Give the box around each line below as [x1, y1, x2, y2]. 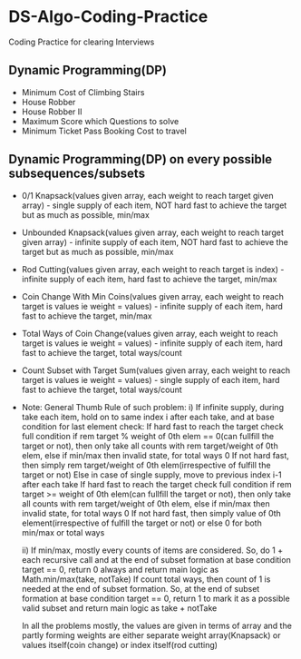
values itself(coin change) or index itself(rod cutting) [21, 639, 218, 650]
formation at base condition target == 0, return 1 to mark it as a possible [21, 593, 291, 604]
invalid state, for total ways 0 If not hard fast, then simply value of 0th [21, 507, 282, 518]
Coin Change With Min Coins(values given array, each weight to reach [21, 290, 285, 301]
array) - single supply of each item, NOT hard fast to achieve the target [21, 200, 287, 211]
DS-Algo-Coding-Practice [8, 6, 209, 27]
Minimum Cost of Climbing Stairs [21, 86, 145, 97]
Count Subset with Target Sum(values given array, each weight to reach [21, 365, 291, 376]
